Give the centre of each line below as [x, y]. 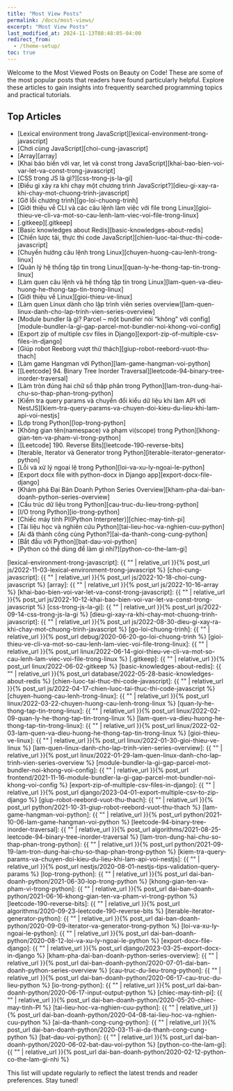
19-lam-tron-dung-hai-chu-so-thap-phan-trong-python [87, 852]
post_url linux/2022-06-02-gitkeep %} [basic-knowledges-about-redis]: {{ [114, 666]
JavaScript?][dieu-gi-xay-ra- [178, 185]
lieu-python [24, 985]
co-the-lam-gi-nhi [33, 1059]
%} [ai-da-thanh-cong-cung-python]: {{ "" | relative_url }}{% [129, 1022]
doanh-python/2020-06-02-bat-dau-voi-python [77, 1044]
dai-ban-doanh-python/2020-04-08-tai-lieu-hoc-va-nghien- [129, 1015]
